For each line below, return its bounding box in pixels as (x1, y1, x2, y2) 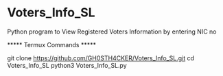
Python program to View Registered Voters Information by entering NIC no (7, 27, 217, 36)
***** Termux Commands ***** (7, 40, 96, 49)
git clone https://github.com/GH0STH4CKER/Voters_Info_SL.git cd (7, 53, 194, 62)
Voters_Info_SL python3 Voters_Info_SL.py (7, 61, 127, 69)
